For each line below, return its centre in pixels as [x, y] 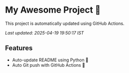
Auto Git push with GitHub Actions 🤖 [49, 65]
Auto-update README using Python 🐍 [50, 60]
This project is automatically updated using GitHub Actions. [65, 23]
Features [19, 48]
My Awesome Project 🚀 [53, 10]
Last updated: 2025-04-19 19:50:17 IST [44, 33]
